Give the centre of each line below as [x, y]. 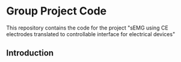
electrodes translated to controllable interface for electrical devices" [91, 34]
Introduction [30, 53]
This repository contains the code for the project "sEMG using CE [87, 28]
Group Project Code [57, 11]
